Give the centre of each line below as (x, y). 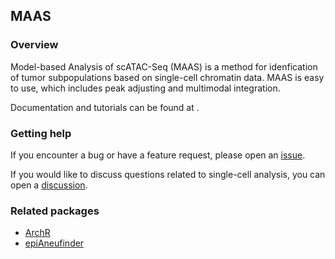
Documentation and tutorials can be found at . (105, 107)
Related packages (55, 211)
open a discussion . (49, 185)
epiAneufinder (54, 243)
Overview (34, 45)
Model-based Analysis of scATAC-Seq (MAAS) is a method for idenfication (164, 66)
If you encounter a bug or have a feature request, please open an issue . (158, 155)
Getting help (41, 133)
